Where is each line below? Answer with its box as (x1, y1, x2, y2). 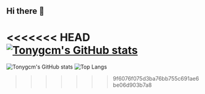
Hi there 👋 (6, 6, 45, 16)
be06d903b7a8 (113, 81, 152, 89)
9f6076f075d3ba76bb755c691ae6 (113, 75, 199, 82)
